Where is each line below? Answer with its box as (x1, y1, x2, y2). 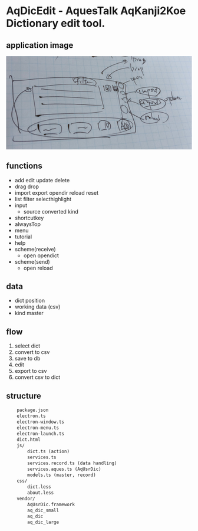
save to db (14, 355, 41, 362)
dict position (14, 297, 45, 304)
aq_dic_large (27, 519, 60, 526)
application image (6, 40, 74, 50)
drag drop (14, 183, 39, 190)
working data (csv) (14, 303, 61, 310)
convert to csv (14, 349, 50, 356)
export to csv (14, 368, 47, 375)
